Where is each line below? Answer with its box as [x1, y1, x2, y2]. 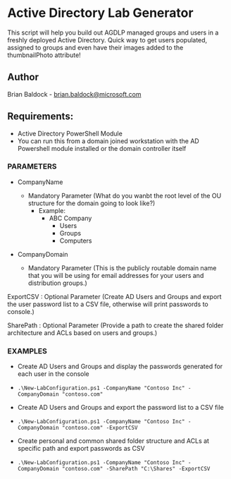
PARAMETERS [7, 162, 57, 171]
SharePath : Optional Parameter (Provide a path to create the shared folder [7, 321, 224, 329]
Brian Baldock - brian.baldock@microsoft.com [7, 90, 142, 98]
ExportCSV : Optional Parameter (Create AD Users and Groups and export [7, 292, 222, 301]
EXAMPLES [7, 346, 47, 356]
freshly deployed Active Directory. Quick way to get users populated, [7, 35, 208, 44]
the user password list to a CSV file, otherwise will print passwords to [7, 300, 209, 308]
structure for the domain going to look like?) [27, 199, 156, 207]
